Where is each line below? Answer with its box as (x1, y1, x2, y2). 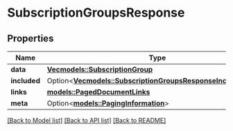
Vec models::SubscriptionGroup (46, 64, 153, 74)
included (10, 76, 40, 85)
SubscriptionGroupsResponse (7, 5, 185, 21)
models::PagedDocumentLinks (46, 87, 150, 96)
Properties (7, 33, 54, 44)
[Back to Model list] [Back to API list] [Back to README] (7, 116, 166, 124)
